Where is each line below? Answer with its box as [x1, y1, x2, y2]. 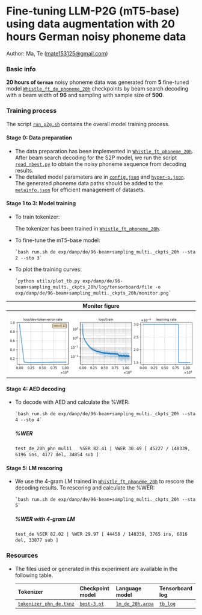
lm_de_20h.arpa [115, 601, 155, 607]
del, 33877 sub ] [14, 537, 59, 544]
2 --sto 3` [14, 255, 43, 261]
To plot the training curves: [14, 266, 82, 273]
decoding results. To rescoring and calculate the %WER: [14, 484, 155, 491]
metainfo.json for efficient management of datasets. [14, 186, 145, 193]
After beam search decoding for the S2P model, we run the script [14, 154, 177, 161]
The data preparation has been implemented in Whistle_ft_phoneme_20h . [14, 147, 194, 155]
